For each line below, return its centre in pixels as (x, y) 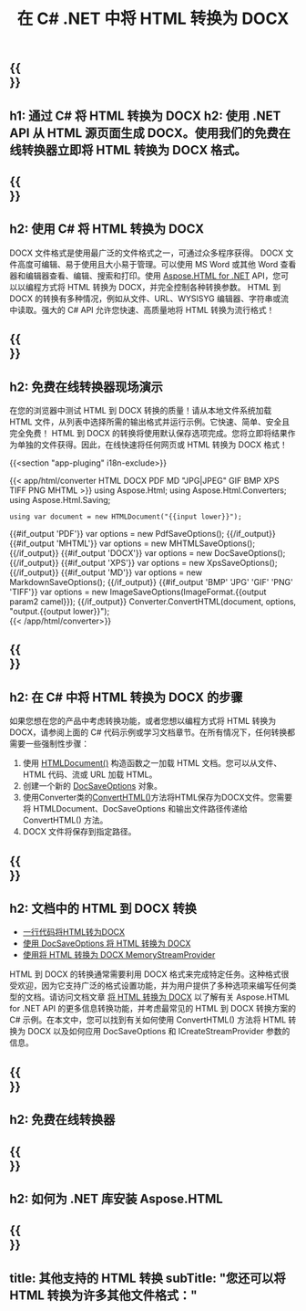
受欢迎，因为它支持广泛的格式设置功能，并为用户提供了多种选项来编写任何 (149, 986)
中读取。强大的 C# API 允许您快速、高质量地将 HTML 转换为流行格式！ (142, 309)
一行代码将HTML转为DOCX (74, 932)
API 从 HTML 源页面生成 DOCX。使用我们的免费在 (150, 133)
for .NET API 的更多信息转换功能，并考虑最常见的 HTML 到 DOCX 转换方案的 (153, 1009)
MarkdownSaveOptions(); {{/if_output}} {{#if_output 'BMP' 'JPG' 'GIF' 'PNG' (151, 582)
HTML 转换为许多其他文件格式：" (103, 1295)
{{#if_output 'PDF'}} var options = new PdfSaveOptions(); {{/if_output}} (143, 533)
